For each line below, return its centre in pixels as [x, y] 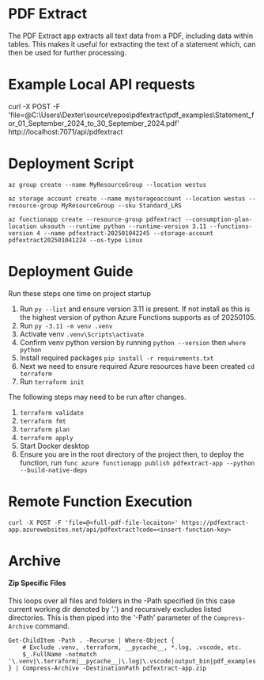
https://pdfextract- [215, 522]
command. [52, 626]
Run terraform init [52, 382]
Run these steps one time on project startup [80, 293]
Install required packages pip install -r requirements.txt [117, 358]
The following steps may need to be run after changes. [98, 397]
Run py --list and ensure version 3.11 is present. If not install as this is [135, 309]
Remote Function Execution [100, 501]
